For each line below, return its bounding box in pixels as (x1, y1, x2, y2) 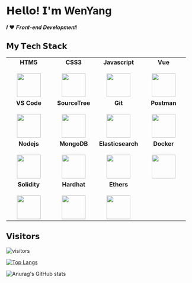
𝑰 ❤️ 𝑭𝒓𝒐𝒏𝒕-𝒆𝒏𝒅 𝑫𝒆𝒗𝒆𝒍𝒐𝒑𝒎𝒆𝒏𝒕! (6, 24, 78, 31)
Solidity (17, 180, 40, 188)
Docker (153, 139, 174, 147)
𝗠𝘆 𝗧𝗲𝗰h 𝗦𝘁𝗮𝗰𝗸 (6, 41, 68, 52)
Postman (151, 99, 177, 107)
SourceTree (57, 99, 91, 107)
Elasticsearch (98, 139, 139, 147)
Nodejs (18, 139, 40, 147)
